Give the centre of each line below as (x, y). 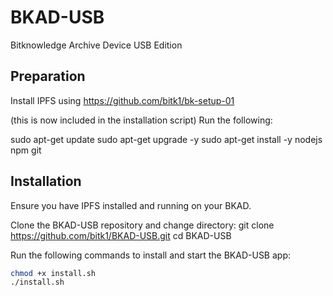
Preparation (48, 76)
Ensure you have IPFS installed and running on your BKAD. (131, 205)
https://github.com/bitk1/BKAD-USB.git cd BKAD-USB (121, 235)
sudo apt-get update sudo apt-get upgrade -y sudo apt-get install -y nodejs (166, 139)
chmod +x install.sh (53, 273)
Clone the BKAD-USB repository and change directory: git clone (142, 225)
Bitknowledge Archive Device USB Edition (96, 45)
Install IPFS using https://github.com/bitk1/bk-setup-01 (122, 100)
